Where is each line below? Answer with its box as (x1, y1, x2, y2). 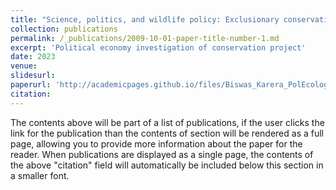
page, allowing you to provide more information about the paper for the (10, 137, 303, 150)
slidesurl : (10, 71, 56, 81)
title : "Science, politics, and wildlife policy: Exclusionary (10, 14, 280, 25)
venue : (10, 61, 38, 71)
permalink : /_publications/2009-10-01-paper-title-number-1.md (10, 33, 280, 43)
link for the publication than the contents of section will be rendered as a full (10, 127, 324, 139)
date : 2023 (10, 52, 56, 62)
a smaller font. (10, 169, 70, 181)
